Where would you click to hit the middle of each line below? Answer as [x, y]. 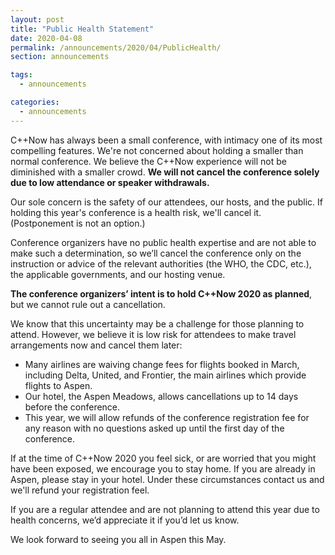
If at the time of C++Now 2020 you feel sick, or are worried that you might [163, 458]
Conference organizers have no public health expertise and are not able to [163, 242]
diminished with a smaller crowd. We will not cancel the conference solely [165, 172]
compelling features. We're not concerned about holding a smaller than [157, 150]
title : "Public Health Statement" [82, 29]
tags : [21, 75]
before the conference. [72, 407]
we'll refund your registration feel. [80, 490]
